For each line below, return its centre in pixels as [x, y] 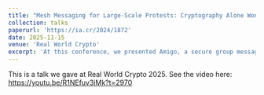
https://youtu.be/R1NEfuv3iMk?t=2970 [70, 82]
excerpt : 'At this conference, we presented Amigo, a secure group [121, 52]
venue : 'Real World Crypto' [54, 45]
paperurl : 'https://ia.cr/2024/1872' [70, 30]
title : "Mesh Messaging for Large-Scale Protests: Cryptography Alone [126, 15]
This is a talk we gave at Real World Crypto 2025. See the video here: [120, 74]
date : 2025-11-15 [37, 37]
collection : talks [38, 23]
